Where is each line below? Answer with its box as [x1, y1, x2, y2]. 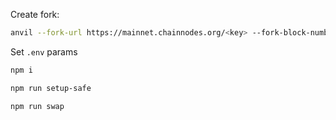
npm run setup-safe [10, 83, 92, 93]
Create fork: [10, 9, 60, 20]
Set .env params [10, 45, 78, 58]
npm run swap [10, 101, 65, 111]
